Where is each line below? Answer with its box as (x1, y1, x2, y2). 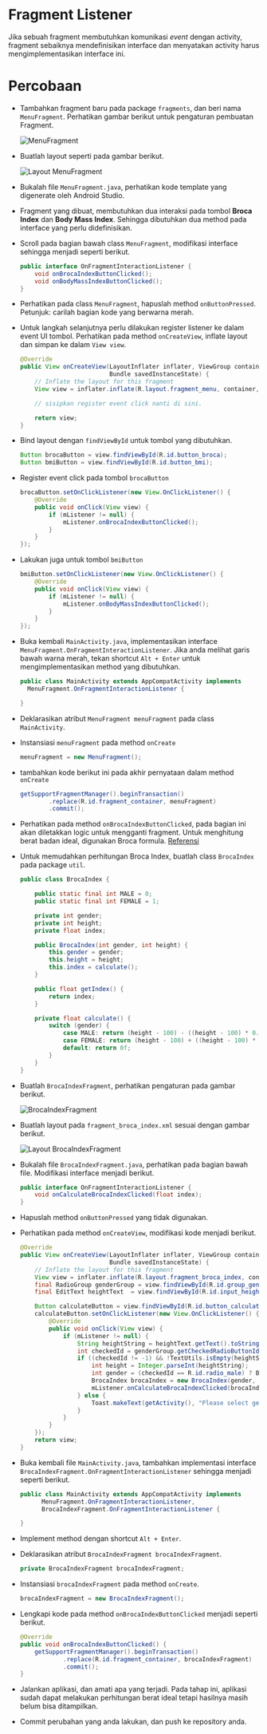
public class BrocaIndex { (19, 875, 110, 883)
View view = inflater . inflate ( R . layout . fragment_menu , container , (34, 385, 260, 393)
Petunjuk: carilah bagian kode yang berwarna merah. (19, 307, 194, 317)
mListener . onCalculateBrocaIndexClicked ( (91, 1384, 231, 1392)
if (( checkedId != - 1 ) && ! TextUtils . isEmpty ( (77, 1354, 235, 1362)
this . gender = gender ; (49, 948, 124, 957)
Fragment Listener (8, 6, 133, 24)
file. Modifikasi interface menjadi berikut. (19, 1167, 155, 1178)
